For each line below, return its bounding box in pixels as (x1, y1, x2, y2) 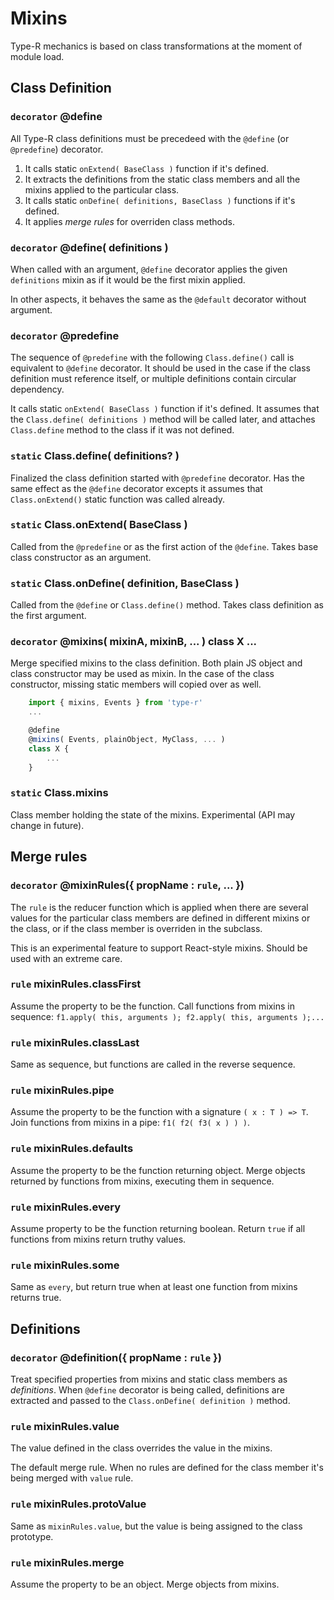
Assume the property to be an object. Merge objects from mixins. (10, 1578, 280, 1590)
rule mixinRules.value (10, 1419, 120, 1433)
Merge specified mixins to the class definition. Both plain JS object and (10, 657, 303, 669)
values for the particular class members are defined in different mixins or (10, 912, 311, 924)
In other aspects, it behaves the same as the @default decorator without (10, 293, 307, 305)
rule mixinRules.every (10, 1200, 122, 1214)
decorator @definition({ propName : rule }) (10, 1350, 222, 1364)
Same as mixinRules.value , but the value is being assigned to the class (10, 1520, 303, 1532)
